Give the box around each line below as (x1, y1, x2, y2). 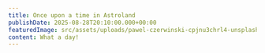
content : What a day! (8, 33, 80, 41)
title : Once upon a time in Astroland (8, 11, 136, 19)
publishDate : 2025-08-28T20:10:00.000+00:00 (8, 19, 157, 26)
